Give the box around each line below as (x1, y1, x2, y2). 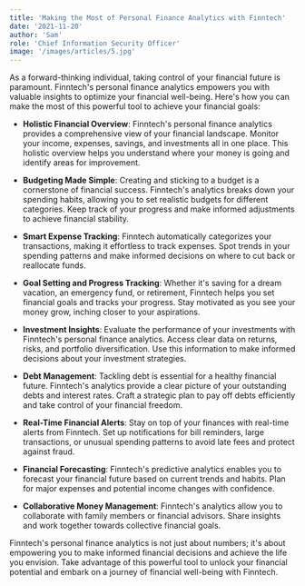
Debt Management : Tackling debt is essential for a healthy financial (22, 371, 277, 382)
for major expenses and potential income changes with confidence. (22, 483, 275, 494)
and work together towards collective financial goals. (22, 520, 221, 531)
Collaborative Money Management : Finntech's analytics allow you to (22, 501, 283, 512)
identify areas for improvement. (22, 157, 141, 168)
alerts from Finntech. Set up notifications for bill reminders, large (22, 427, 265, 438)
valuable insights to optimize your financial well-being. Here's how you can (9, 92, 290, 103)
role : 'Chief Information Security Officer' (9, 38, 181, 48)
